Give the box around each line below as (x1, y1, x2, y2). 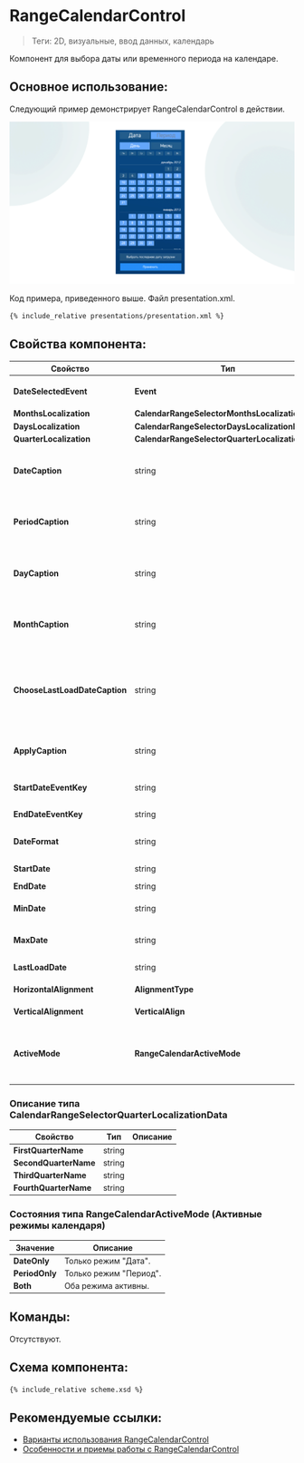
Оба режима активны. (64, 1281, 149, 1292)
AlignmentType (134, 984, 195, 995)
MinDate (13, 902, 47, 913)
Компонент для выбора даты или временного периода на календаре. (9, 53, 279, 63)
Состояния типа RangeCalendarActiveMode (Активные (9, 1207, 262, 1220)
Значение (14, 1242, 55, 1253)
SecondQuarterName (13, 1157, 96, 1168)
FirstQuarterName (13, 1145, 84, 1156)
